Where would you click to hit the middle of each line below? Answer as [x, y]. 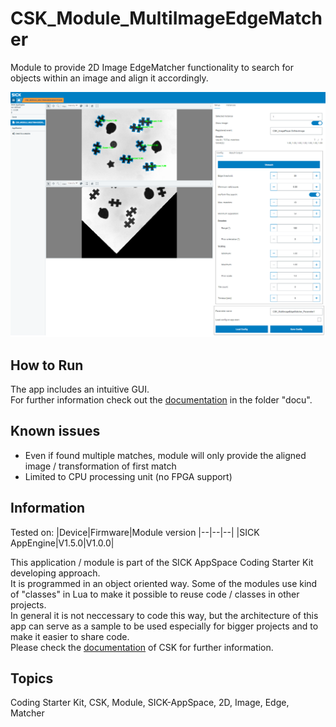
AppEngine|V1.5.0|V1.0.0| [62, 543]
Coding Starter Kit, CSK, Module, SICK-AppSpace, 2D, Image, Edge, [150, 703]
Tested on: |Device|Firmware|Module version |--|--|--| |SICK [135, 532]
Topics [32, 678]
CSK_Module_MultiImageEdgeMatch [166, 18]
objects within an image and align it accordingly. [109, 78]
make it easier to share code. [70, 636]
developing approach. [55, 573]
